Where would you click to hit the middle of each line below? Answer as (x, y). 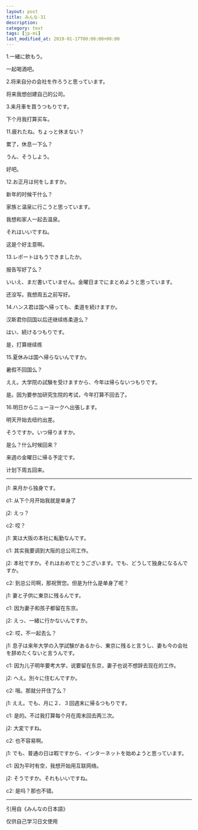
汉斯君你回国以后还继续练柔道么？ (47, 320)
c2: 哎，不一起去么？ (32, 633)
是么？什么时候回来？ (32, 445)
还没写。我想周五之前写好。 (40, 294)
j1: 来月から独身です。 (32, 488)
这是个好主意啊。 (27, 244)
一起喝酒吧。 (22, 69)
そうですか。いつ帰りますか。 (42, 432)
